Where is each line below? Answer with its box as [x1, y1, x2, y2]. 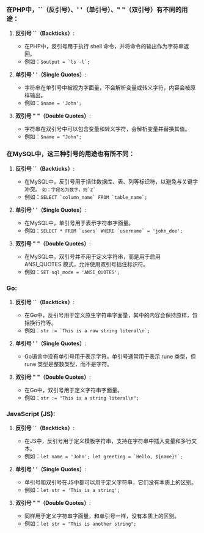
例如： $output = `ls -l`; [24, 58, 90, 65]
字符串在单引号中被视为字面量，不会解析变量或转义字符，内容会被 [24, 84, 191, 91]
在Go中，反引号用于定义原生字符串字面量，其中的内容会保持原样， [24, 311, 192, 319]
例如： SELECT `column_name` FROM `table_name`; [24, 193, 148, 200]
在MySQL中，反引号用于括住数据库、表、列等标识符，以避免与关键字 [24, 177, 199, 185]
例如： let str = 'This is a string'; [24, 486, 120, 494]
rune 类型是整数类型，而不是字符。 [24, 360, 113, 368]
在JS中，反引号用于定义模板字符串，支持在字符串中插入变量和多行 [24, 438, 192, 445]
